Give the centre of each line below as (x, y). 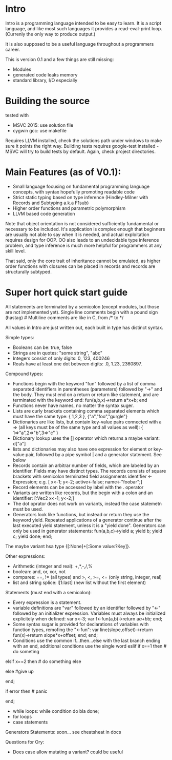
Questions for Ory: (25, 742)
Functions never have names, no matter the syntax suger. (73, 405)
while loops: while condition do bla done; (56, 711)
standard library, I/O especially (45, 80)
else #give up (20, 671)
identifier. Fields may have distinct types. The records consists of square (89, 471)
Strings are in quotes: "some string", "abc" (58, 353)
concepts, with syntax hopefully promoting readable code (74, 192)
